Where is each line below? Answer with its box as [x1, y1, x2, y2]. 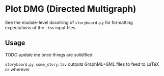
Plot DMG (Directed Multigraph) [5, 3, 137, 15]
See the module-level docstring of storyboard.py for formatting [5, 19, 133, 25]
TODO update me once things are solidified [5, 52, 93, 57]
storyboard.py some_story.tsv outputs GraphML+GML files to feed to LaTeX [5, 61, 159, 67]
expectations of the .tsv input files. [5, 24, 77, 30]
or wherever [5, 66, 30, 72]
